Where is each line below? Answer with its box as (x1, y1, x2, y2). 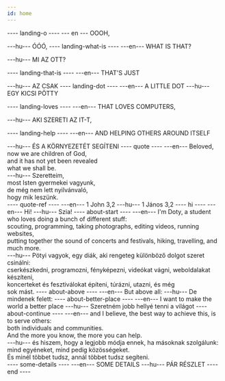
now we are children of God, (7, 149, 88, 157)
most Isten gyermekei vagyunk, (7, 179, 96, 187)
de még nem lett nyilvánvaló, (7, 185, 88, 194)
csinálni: (7, 258, 31, 267)
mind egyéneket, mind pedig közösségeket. (7, 345, 130, 354)
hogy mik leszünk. (7, 193, 59, 201)
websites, (7, 229, 34, 237)
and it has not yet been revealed (7, 157, 98, 165)
